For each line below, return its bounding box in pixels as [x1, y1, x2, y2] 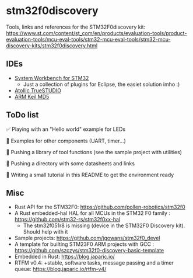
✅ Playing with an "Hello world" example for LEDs [6, 126, 126, 133]
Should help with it [23, 228, 68, 235]
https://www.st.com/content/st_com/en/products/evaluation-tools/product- [6, 29, 187, 36]
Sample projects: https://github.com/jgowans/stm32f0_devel [14, 235, 160, 242]
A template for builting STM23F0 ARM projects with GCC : [14, 241, 155, 248]
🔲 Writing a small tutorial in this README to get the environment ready [6, 171, 174, 178]
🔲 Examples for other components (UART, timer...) [6, 137, 127, 144]
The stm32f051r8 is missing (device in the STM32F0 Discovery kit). [23, 222, 185, 229]
